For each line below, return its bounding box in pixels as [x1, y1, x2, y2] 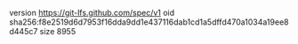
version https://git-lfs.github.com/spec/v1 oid [9, 8, 175, 18]
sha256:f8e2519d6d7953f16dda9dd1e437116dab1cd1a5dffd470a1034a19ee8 [9, 17, 289, 27]
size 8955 [39, 26, 77, 36]
